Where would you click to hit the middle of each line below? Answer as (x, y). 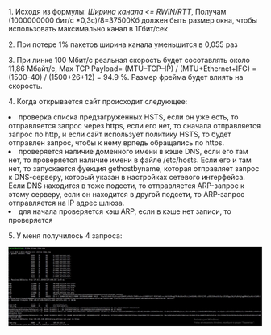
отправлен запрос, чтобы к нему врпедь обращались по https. (116, 143)
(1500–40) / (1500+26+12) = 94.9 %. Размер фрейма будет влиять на (126, 77)
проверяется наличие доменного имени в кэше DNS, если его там (133, 151)
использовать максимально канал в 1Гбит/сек (88, 29)
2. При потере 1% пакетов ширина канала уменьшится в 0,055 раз (123, 44)
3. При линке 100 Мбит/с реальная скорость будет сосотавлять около (129, 60)
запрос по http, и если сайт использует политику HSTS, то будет (120, 134)
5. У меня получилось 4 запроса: (65, 236)
